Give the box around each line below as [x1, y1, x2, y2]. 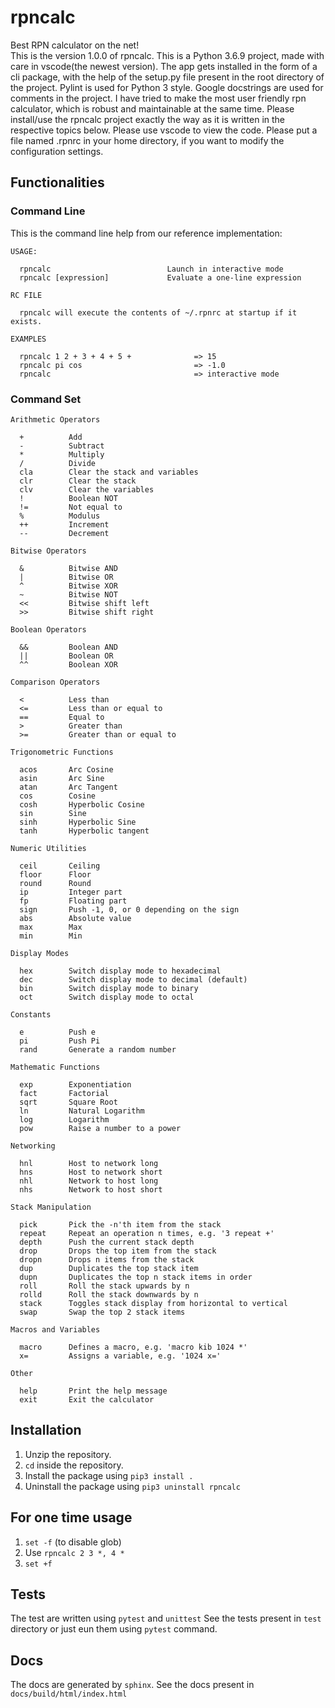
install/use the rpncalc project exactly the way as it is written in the [10, 113, 285, 125]
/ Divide [19, 458, 97, 468]
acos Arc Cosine [19, 764, 114, 775]
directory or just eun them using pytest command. [10, 1623, 218, 1635]
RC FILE [10, 290, 43, 300]
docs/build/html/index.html [10, 1689, 128, 1700]
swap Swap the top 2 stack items [19, 1307, 186, 1317]
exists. [10, 316, 43, 326]
